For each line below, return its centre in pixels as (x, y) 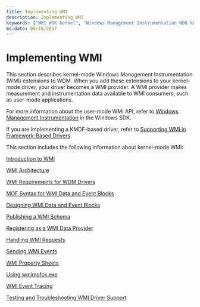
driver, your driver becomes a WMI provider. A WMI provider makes (104, 87)
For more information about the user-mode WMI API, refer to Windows (92, 112)
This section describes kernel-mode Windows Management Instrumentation (99, 75)
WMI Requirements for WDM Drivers (51, 182)
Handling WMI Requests (36, 240)
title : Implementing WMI (37, 12)
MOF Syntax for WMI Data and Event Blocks (60, 194)
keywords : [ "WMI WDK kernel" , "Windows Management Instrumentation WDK (97, 23)
